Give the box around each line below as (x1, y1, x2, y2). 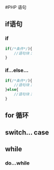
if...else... (5, 67, 28, 74)
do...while (5, 160, 30, 167)
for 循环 (5, 111, 29, 119)
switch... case (5, 128, 49, 137)
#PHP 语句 (5, 4, 27, 10)
